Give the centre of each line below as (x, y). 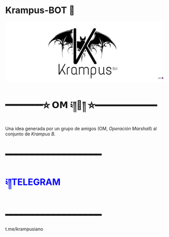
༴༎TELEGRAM (33, 182)
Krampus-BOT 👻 (40, 10)
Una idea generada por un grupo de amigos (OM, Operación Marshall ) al (81, 129)
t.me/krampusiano (24, 229)
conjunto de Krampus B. (30, 134)
